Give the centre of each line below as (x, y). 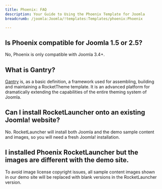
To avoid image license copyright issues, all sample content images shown (80, 172)
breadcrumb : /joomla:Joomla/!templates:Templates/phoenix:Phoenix (74, 19)
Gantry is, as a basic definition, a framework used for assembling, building (80, 82)
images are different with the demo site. (67, 160)
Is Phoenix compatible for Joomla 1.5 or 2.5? (74, 43)
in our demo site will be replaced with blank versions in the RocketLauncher (81, 177)
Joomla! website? (32, 120)
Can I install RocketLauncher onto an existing (75, 113)
